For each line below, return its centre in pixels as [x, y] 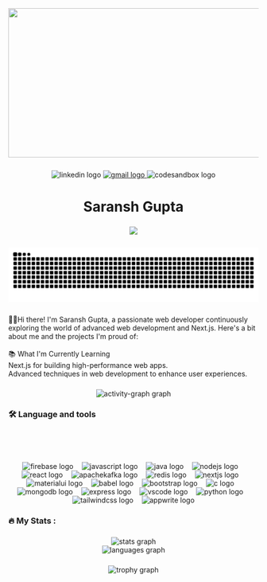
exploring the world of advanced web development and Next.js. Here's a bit [132, 328]
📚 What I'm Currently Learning [59, 353]
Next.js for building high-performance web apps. [88, 365]
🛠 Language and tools [52, 415]
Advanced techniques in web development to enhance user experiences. [128, 373]
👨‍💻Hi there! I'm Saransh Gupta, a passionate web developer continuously [128, 319]
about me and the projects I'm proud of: [74, 336]
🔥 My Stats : [32, 521]
